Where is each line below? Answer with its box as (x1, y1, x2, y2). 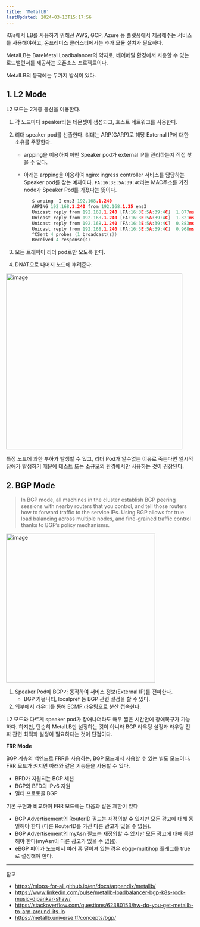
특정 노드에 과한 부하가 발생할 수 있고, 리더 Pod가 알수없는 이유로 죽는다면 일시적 (6, 455, 193, 463)
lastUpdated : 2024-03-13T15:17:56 (6, 14, 92, 20)
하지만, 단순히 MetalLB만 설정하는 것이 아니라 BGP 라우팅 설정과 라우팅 (18, 723, 185, 730)
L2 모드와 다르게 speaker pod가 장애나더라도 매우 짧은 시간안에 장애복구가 (6, 716, 180, 723)
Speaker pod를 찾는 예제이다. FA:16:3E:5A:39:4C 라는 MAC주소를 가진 (23, 179, 189, 186)
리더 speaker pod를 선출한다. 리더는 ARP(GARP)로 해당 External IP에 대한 (14, 131, 189, 138)
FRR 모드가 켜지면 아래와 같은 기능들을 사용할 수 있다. (6, 762, 130, 770)
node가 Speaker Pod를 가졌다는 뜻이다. (23, 186, 117, 194)
